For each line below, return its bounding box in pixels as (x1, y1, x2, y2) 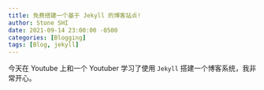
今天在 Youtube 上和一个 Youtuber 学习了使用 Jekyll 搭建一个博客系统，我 (8, 64, 250, 73)
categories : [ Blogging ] (8, 33, 87, 42)
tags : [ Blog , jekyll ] (8, 41, 80, 49)
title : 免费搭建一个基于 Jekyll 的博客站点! (8, 11, 142, 20)
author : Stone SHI (8, 19, 69, 27)
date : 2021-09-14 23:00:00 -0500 (8, 26, 118, 34)
